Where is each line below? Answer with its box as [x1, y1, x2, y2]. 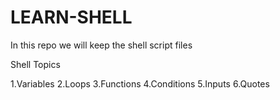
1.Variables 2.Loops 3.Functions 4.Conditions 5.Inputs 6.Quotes [10, 77, 270, 90]
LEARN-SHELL [10, 6, 133, 29]
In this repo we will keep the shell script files [10, 39, 193, 51]
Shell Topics [10, 58, 61, 70]
